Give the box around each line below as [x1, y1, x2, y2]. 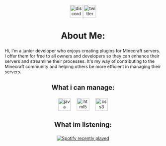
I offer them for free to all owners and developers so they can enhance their [4, 53, 160, 59]
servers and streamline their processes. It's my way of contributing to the [4, 58, 155, 64]
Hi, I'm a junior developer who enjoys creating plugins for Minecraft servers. [4, 48, 161, 54]
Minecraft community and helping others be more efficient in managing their [4, 64, 161, 70]
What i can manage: [51, 83, 115, 92]
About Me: [61, 30, 105, 42]
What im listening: [54, 120, 112, 129]
